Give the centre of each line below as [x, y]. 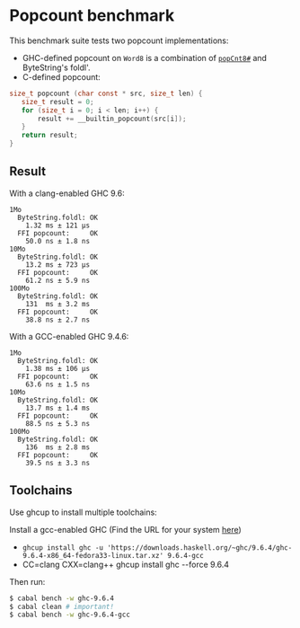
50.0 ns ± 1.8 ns [58, 241]
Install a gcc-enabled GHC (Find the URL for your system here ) [126, 529]
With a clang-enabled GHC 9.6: [67, 193]
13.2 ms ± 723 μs [58, 265]
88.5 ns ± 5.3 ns [58, 423]
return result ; [49, 136]
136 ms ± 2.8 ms [58, 447]
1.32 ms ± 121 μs [58, 226]
